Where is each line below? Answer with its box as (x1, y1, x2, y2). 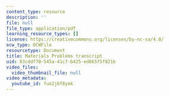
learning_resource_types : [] (6, 31, 79, 37)
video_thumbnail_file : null (11, 70, 82, 76)
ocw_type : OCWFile (6, 42, 52, 48)
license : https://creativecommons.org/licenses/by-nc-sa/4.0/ (6, 36, 164, 42)
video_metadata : (6, 75, 47, 81)
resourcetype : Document (6, 48, 66, 54)
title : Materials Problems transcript (6, 53, 103, 59)
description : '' (6, 14, 47, 20)
